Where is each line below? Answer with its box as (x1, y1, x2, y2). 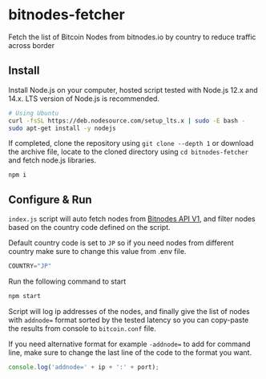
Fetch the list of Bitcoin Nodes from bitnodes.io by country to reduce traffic (8, 32, 256, 42)
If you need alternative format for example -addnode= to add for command (8, 339, 251, 349)
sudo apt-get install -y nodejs (8, 124, 116, 132)
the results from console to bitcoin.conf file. (8, 323, 156, 333)
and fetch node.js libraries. (8, 155, 97, 165)
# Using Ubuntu (8, 109, 59, 117)
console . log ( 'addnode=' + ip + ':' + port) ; (8, 363, 159, 371)
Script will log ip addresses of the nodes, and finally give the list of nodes (8, 306, 250, 316)
